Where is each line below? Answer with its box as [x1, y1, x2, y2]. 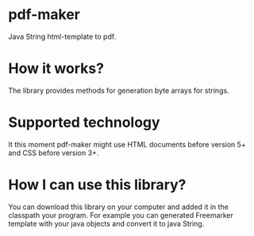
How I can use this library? [8, 176, 187, 193]
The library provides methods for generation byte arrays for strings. [8, 86, 229, 95]
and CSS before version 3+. [8, 148, 99, 158]
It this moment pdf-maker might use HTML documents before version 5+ [8, 139, 246, 149]
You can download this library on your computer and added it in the [8, 202, 229, 211]
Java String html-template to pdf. [8, 32, 117, 41]
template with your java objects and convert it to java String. [8, 219, 205, 228]
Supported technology [8, 113, 160, 131]
